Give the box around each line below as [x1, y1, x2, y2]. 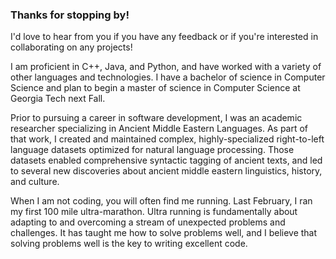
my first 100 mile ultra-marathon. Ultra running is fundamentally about [10, 206, 298, 218]
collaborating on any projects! [10, 41, 133, 53]
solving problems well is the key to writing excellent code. [10, 238, 248, 250]
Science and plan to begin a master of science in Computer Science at [10, 82, 301, 94]
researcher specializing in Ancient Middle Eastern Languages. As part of [10, 123, 309, 135]
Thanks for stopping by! [10, 8, 130, 22]
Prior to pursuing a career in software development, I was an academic [10, 112, 303, 124]
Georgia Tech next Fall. [10, 93, 106, 105]
